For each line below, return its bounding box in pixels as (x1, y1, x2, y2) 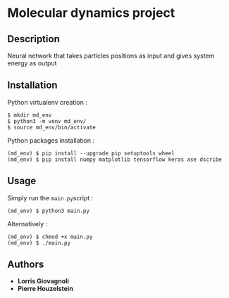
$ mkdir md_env (7, 111, 52, 119)
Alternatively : (7, 219, 48, 228)
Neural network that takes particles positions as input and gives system (7, 51, 215, 60)
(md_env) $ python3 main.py (7, 207, 90, 214)
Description (7, 33, 60, 45)
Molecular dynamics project (7, 5, 175, 21)
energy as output (7, 59, 57, 67)
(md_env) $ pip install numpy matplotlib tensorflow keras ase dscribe (7, 156, 222, 163)
